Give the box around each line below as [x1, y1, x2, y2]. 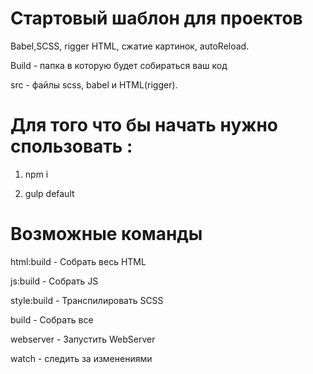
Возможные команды [10, 223, 203, 246]
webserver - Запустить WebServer [10, 333, 156, 345]
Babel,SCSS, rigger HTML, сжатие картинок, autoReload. [10, 40, 250, 52]
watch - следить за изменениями [10, 352, 153, 364]
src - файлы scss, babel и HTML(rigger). [10, 78, 178, 91]
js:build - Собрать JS [10, 275, 99, 287]
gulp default [24, 187, 75, 199]
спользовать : [10, 135, 133, 158]
